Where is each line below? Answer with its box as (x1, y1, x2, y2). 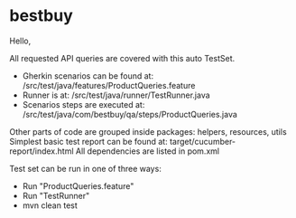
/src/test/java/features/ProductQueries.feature (22, 80, 196, 90)
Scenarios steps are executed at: (22, 99, 145, 109)
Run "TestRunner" (22, 190, 90, 201)
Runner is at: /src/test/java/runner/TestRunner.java (22, 90, 210, 100)
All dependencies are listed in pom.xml (75, 146, 219, 156)
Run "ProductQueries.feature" (22, 180, 134, 191)
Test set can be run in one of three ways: (9, 163, 162, 174)
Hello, (9, 35, 32, 46)
